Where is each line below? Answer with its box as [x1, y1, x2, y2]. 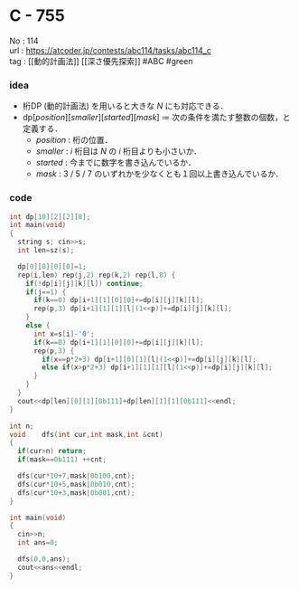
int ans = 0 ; [17, 538, 59, 547]
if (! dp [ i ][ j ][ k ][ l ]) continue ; [25, 279, 144, 288]
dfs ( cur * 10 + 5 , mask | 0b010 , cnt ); [17, 480, 135, 489]
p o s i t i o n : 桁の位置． [35, 135, 113, 146]
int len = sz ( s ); [17, 246, 75, 255]
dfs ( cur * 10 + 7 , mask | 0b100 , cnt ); [17, 471, 135, 480]
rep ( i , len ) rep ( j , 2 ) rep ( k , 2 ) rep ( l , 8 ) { [17, 271, 176, 280]
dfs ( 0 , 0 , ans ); [17, 555, 70, 564]
